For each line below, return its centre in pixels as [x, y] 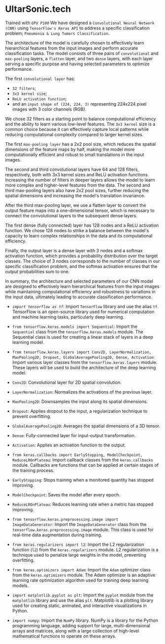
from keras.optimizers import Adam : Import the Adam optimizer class [82, 569]
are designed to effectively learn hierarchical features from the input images [82, 286]
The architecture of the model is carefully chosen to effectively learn [75, 42]
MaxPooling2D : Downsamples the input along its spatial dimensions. [80, 402]
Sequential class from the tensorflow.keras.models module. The [78, 331]
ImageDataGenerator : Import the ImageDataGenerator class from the [79, 524]
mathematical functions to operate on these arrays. [64, 636]
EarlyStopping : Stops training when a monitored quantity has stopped [83, 480]
